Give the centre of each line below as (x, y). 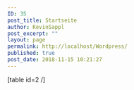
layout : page (26, 40)
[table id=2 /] (26, 79)
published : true (31, 53)
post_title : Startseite (42, 20)
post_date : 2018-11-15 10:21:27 (55, 60)
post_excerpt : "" (33, 33)
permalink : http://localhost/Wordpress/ (68, 46)
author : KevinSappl (36, 27)
